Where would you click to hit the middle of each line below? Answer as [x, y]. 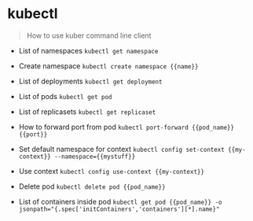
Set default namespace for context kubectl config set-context [121, 149]
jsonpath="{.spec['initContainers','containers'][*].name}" [119, 209]
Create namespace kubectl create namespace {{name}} [108, 66]
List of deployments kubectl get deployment [90, 81]
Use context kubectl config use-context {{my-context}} [112, 171]
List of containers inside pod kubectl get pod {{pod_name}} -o [120, 201]
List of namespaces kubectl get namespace [88, 50]
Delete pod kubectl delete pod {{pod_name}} [92, 186]
